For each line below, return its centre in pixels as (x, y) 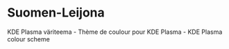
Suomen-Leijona (56, 13)
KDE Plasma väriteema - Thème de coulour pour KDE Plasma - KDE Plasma (115, 32)
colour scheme (28, 39)
